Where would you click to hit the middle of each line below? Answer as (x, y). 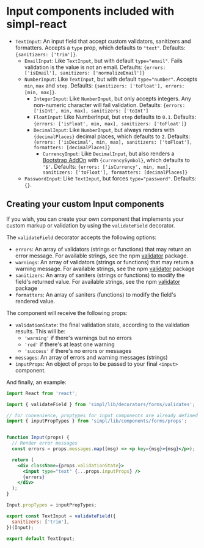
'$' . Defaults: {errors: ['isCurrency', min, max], (107, 166)
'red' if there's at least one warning (69, 344)
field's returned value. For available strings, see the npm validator (97, 281)
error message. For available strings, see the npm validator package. (101, 256)
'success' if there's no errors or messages (78, 350)
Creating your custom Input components (86, 204)
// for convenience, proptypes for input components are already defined (102, 415)
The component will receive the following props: (67, 313)
